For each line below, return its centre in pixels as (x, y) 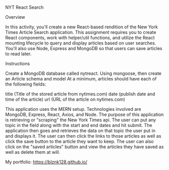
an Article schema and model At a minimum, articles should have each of (81, 79)
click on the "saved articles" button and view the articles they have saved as (84, 147)
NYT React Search (24, 7)
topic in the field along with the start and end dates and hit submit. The (79, 125)
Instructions (18, 63)
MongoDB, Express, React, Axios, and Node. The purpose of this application (84, 114)
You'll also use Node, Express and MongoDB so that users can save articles (84, 48)
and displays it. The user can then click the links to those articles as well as (83, 136)
